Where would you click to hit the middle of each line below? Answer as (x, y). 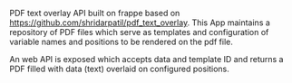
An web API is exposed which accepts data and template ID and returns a (146, 59)
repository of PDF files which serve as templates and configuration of (139, 32)
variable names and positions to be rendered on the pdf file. (121, 41)
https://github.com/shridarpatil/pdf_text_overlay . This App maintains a (140, 23)
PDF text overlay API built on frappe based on (95, 13)
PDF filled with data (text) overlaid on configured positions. (119, 69)
